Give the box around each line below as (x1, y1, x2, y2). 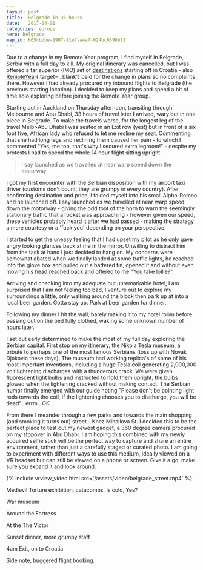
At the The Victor (6, 522, 49, 529)
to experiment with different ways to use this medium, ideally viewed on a (6, 450, 190, 457)
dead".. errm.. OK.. (6, 400, 53, 406)
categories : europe (6, 25, 56, 32)
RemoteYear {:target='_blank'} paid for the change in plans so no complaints (6, 73, 196, 80)
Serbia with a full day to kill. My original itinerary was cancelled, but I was (6, 60, 190, 67)
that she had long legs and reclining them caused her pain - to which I (6, 136, 181, 143)
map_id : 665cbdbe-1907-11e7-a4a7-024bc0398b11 (6, 37, 126, 43)
